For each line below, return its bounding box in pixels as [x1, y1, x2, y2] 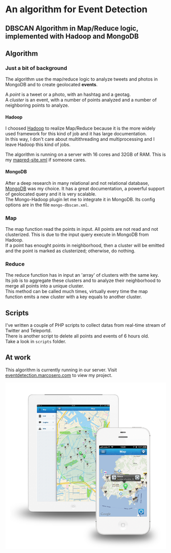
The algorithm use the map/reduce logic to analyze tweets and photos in [5, 76, 158, 82]
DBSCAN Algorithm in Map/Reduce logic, [5, 24, 139, 33]
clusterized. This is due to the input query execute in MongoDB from [5, 231, 149, 237]
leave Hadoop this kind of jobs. [5, 141, 70, 148]
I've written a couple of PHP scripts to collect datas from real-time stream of [5, 322, 166, 328]
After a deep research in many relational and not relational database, [5, 180, 150, 186]
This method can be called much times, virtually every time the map [5, 288, 148, 295]
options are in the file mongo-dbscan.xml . [5, 202, 89, 208]
